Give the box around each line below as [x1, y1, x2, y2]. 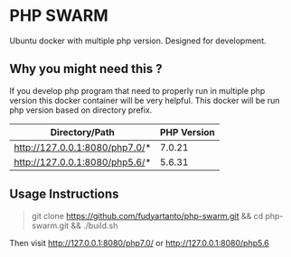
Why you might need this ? [9, 61, 163, 77]
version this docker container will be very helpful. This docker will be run [9, 95, 280, 106]
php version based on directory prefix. [9, 105, 153, 115]
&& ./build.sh [70, 220, 118, 231]
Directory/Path [50, 125, 115, 138]
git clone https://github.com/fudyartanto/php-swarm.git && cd [31, 210, 264, 221]
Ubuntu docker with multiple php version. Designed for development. [9, 35, 267, 46]
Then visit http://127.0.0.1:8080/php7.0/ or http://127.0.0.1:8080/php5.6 [9, 237, 269, 248]
